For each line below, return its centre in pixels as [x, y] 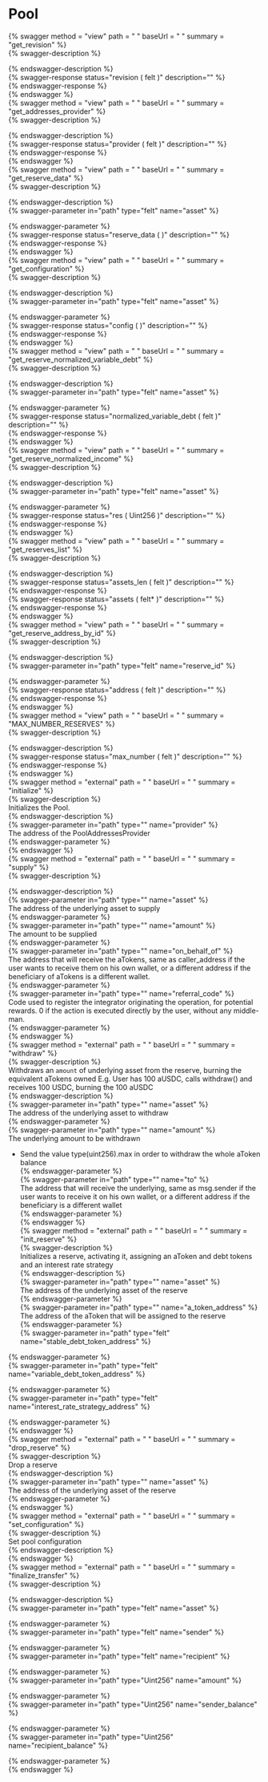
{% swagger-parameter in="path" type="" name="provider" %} [113, 824]
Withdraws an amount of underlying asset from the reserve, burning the [125, 1070]
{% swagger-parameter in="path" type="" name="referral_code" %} [121, 993]
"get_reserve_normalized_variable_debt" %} [81, 359]
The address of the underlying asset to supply [84, 908]
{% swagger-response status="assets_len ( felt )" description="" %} [121, 581]
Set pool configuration [45, 1541]
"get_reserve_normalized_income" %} [71, 459]
